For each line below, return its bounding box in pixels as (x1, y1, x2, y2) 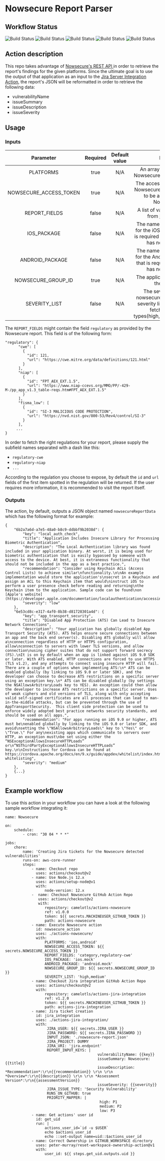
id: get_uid (36, 1117, 60, 1122)
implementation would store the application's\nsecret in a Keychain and (5, 574, 160, 580)
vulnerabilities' (5, 853, 41, 859)
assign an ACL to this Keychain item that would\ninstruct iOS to (5, 579, 144, 584)
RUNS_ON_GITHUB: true (47, 1091, 91, 1096)
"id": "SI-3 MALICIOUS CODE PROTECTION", (27, 409, 113, 414)
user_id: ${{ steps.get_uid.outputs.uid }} (44, 1151, 135, 1156)
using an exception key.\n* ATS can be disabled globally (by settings (5, 678, 155, 683)
